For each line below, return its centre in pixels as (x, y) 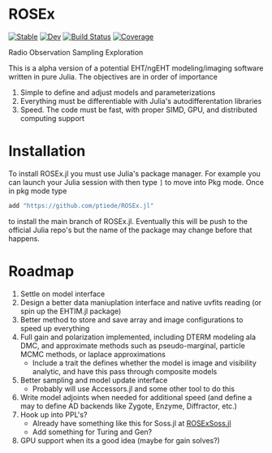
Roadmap (41, 271)
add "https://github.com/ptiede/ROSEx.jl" (81, 205)
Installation (47, 151)
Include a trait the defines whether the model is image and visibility (145, 363)
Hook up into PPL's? (54, 414)
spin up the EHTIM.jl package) (71, 311)
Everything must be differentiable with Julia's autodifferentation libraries (141, 101)
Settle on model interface (63, 294)
